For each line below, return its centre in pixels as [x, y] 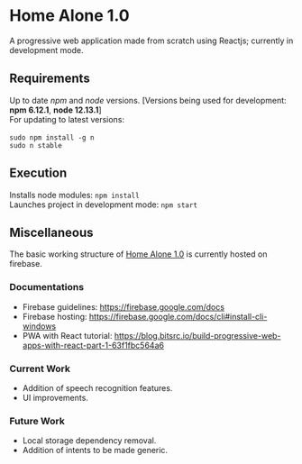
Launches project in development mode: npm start [104, 205]
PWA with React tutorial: [67, 335]
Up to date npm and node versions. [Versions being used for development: [148, 100]
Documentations [46, 287]
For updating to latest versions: [67, 119]
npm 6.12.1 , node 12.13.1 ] [55, 110]
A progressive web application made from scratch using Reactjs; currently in [151, 41]
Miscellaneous [51, 232]
